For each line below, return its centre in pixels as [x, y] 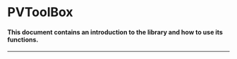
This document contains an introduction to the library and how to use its [115, 32]
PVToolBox [40, 12]
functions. [23, 39]
